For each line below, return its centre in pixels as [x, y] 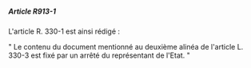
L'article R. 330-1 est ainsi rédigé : [64, 31]
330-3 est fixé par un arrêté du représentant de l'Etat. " [99, 55]
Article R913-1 [32, 11]
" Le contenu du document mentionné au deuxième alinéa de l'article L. [126, 46]
